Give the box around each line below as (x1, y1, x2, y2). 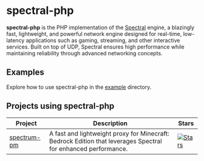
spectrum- (9, 133, 41, 142)
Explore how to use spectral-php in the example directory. (6, 83, 152, 91)
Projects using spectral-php (6, 101, 115, 111)
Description (93, 119, 128, 128)
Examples (6, 67, 44, 78)
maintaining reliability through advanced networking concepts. (6, 49, 163, 57)
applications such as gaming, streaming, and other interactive (25, 36, 180, 44)
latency (6, 36, 25, 44)
